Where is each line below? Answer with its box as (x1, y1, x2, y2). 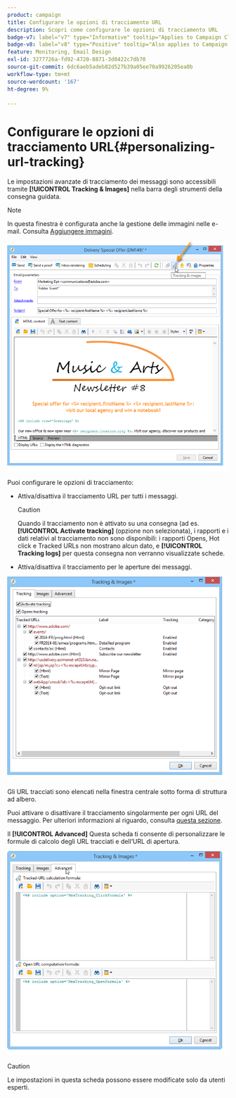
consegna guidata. (7, 192, 62, 201)
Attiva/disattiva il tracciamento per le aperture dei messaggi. (17, 562, 192, 571)
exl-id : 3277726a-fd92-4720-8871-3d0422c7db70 (7, 56, 146, 63)
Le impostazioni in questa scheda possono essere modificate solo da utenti (7, 1075, 226, 1084)
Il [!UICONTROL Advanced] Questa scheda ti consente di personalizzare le (7, 829, 225, 838)
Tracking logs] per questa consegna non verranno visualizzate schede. (17, 549, 225, 557)
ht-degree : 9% (7, 85, 49, 93)
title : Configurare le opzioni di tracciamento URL (7, 18, 162, 26)
